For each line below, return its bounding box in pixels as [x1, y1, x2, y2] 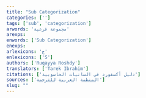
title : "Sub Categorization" [6, 9, 81, 15]
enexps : [6, 43, 26, 49]
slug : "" [6, 83, 29, 89]
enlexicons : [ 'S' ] [6, 54, 53, 60]
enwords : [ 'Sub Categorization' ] [6, 37, 92, 43]
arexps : [6, 32, 26, 38]
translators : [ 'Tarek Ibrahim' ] [6, 65, 89, 72]
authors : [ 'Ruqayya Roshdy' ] [6, 60, 81, 66]
